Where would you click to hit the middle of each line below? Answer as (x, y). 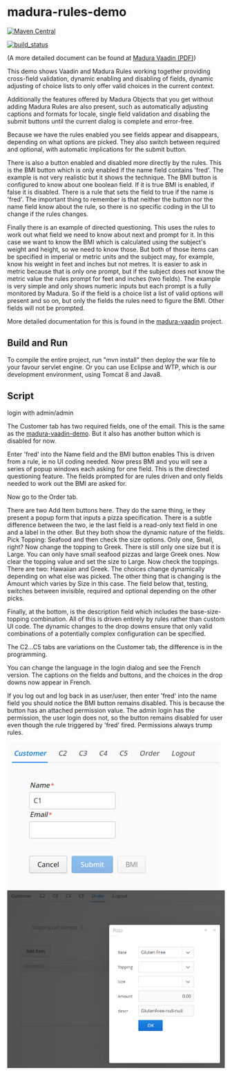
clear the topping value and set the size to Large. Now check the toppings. (113, 561)
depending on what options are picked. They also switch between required (114, 141)
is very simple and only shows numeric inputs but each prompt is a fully (109, 286)
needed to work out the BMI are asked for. (67, 483)
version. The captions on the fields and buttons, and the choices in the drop (115, 675)
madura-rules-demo (67, 12)
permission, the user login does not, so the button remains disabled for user (115, 718)
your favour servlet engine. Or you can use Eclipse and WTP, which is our (112, 367)
